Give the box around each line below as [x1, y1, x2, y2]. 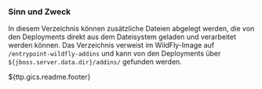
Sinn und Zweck [8, 6, 71, 17]
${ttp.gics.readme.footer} [8, 73, 91, 82]
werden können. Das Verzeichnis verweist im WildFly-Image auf [8, 41, 214, 50]
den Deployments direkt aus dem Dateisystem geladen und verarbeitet [8, 32, 237, 41]
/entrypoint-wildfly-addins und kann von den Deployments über [8, 49, 221, 59]
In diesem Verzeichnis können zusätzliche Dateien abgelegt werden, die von [8, 24, 255, 34]
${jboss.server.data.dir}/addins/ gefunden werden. [8, 57, 182, 66]
